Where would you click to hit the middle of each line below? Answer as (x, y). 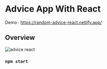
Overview (20, 38)
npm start (17, 61)
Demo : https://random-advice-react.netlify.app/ (53, 22)
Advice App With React (53, 9)
